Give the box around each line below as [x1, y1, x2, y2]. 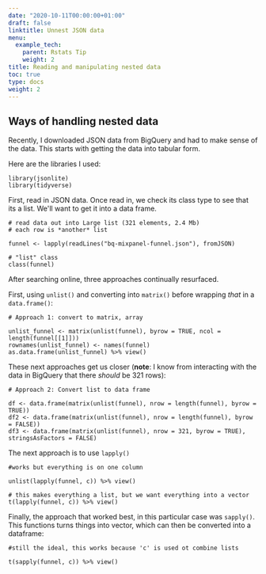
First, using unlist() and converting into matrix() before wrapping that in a [8, 290, 255, 299]
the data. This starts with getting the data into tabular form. [8, 144, 200, 154]
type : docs [8, 78, 44, 86]
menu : [8, 33, 26, 42]
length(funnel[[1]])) [8, 334, 80, 343]
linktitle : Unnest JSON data [8, 26, 104, 34]
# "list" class [8, 254, 59, 262]
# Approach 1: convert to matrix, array [8, 314, 144, 321]
